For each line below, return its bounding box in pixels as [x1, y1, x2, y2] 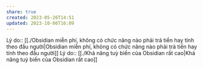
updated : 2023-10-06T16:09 [6, 20, 75, 26]
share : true [6, 8, 36, 15]
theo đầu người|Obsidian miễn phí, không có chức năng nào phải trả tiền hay [6, 43, 198, 50]
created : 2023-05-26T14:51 [6, 15, 75, 21]
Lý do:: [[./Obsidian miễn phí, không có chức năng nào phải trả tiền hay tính [6, 37, 195, 44]
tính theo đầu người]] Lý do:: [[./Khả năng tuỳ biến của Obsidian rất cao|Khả [6, 50, 196, 57]
